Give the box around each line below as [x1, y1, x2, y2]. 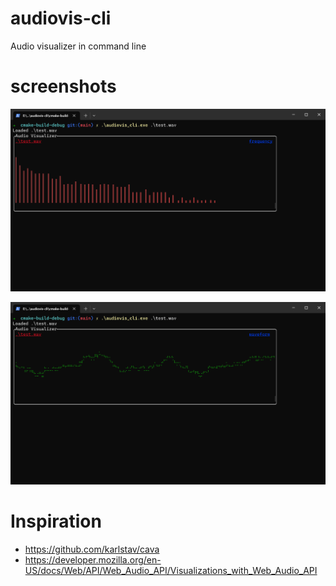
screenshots [10, 75, 117, 98]
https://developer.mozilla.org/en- [24, 554, 162, 566]
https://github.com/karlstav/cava [24, 543, 160, 556]
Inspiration [10, 510, 102, 533]
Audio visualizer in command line [10, 40, 147, 52]
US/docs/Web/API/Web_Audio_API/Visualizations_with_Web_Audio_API [24, 565, 318, 577]
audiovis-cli [10, 7, 112, 30]
